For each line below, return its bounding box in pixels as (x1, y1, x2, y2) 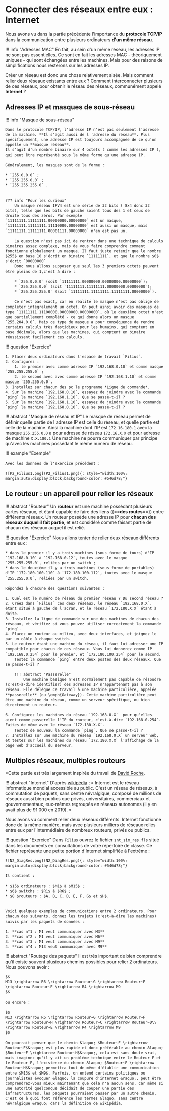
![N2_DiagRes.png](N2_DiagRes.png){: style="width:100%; (5, 858, 128, 863)
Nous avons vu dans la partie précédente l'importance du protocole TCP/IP (5, 31, 162, 37)
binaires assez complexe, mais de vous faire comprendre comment (5, 243, 145, 249)
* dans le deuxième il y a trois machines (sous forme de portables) (5, 565, 155, 570)
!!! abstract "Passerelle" (14, 672, 71, 677)
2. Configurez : (5, 359, 39, 364)
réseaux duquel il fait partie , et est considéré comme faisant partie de (5, 519, 152, 525)
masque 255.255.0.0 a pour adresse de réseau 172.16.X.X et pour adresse (5, 430, 160, 436)
